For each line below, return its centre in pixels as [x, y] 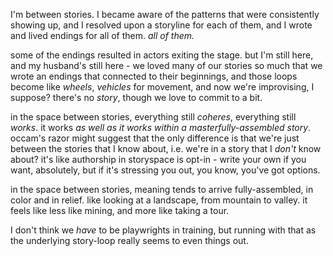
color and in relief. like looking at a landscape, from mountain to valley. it [159, 200]
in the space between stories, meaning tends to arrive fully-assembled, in [162, 189]
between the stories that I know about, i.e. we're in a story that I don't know [166, 148]
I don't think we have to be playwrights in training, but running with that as [163, 230]
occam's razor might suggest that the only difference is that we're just [155, 138]
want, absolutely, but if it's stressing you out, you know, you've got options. [165, 170]
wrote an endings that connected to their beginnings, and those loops [154, 76]
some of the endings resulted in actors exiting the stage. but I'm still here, [162, 55]
